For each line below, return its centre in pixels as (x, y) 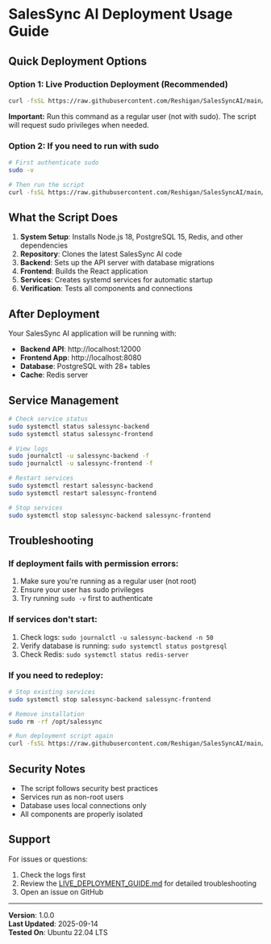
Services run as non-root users (72, 797)
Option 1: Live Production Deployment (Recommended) (118, 84)
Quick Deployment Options (78, 61)
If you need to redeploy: (56, 675)
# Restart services (41, 478)
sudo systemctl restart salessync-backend (81, 486)
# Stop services (35, 508)
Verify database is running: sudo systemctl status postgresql (123, 646)
